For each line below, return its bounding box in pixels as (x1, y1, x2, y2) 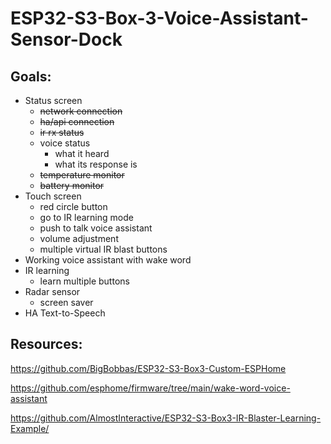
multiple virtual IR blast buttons (39, 243, 168, 255)
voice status (39, 137, 91, 149)
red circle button (39, 201, 108, 212)
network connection (39, 105, 123, 117)
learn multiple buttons (39, 275, 130, 287)
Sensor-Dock (10, 28, 123, 51)
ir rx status (39, 127, 85, 138)
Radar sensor (24, 286, 81, 297)
